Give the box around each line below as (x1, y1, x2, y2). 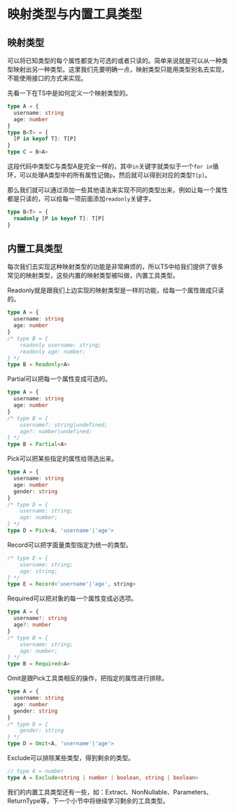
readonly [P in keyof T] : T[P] (13, 215, 105, 222)
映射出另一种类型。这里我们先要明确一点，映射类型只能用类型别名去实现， (13, 65, 228, 74)
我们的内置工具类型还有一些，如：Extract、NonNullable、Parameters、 (7, 787, 213, 796)
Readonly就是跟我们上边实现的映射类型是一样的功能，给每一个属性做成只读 (7, 286, 225, 295)
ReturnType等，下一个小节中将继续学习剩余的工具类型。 (7, 797, 169, 805)
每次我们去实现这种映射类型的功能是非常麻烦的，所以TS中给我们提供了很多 (7, 262, 224, 271)
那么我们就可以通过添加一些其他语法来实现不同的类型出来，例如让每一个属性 (7, 186, 228, 194)
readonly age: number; (20, 348, 86, 355)
